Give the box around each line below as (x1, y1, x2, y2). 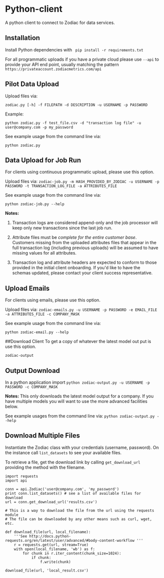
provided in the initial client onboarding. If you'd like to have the (12, 265, 141, 271)
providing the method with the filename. (5, 464, 86, 470)
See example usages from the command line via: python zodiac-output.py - (5, 413, 160, 419)
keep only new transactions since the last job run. (12, 225, 113, 231)
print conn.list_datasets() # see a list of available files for (5, 491, 141, 496)
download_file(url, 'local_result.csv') (5, 568, 89, 573)
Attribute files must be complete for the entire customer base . (12, 234, 137, 240)
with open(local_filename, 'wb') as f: (14, 547, 95, 552)
